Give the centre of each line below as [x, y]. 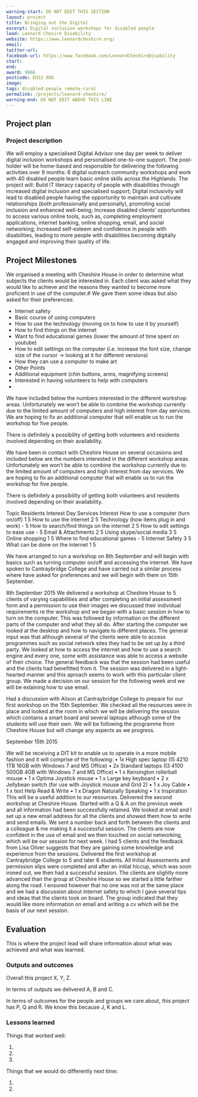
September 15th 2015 [32, 742]
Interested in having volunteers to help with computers [81, 380]
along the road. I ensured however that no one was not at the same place [95, 886]
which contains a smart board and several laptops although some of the [94, 718]
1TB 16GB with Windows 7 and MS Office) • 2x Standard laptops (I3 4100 [95, 766]
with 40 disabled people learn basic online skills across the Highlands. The [97, 179]
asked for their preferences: [40, 300]
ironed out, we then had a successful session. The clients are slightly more [97, 873]
